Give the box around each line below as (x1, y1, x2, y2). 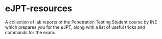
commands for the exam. (5, 29, 55, 35)
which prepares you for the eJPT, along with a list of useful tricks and (5, 24, 145, 30)
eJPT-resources (5, 3, 72, 14)
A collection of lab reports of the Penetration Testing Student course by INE (5, 19, 158, 25)
